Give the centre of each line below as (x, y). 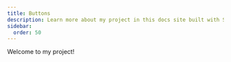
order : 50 (27, 32)
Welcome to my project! (41, 52)
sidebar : (20, 26)
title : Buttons (29, 13)
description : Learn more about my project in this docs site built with (113, 20)
